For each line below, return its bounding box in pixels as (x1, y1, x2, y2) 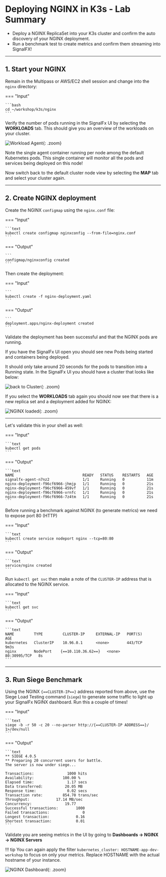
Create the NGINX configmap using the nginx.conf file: (5, 207, 115, 213)
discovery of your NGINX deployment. (12, 36, 90, 42)
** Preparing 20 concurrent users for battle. (5, 758, 103, 763)
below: (5, 374, 19, 380)
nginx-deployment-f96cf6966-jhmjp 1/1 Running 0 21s (5, 481, 154, 486)
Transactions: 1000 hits (5, 771, 87, 776)
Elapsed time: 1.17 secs (5, 780, 87, 785)
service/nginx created (5, 563, 52, 568)
